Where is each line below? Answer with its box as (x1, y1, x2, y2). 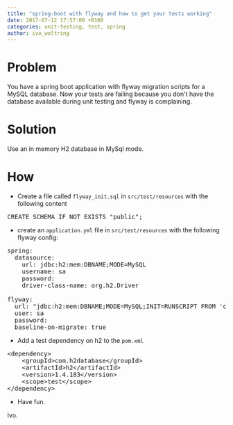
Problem (7, 60, 57, 75)
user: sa (14, 310, 44, 317)
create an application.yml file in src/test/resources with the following (17, 226, 220, 234)
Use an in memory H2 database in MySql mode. (7, 145, 144, 153)
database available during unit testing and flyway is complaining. (7, 97, 192, 106)
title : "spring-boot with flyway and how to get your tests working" (7, 10, 213, 17)
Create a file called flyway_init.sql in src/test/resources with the (17, 192, 209, 200)
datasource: (14, 254, 55, 262)
